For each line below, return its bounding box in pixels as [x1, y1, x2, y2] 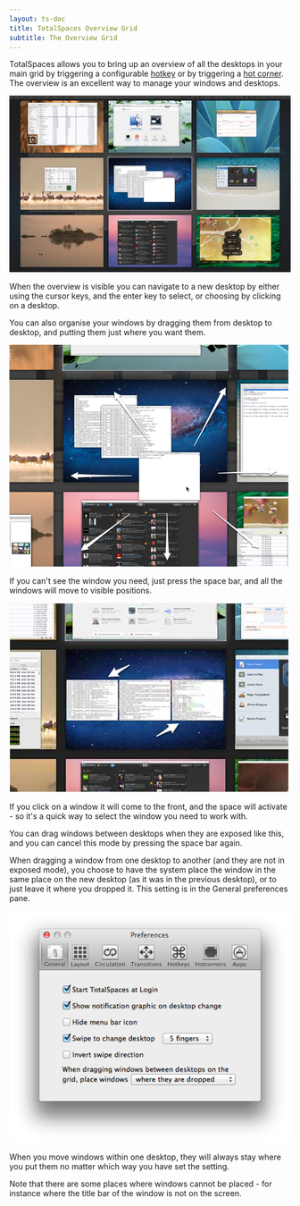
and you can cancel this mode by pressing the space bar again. [9, 837, 243, 848]
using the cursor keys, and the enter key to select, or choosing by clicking [9, 291, 281, 301]
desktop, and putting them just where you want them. [9, 326, 206, 337]
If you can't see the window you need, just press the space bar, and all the [9, 575, 283, 586]
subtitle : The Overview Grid [9, 33, 118, 42]
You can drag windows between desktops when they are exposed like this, [9, 828, 284, 839]
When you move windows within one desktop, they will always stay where [9, 1151, 281, 1162]
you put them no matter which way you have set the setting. [9, 1161, 230, 1172]
